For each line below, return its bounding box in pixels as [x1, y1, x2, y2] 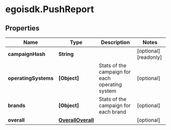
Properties [5, 24, 40, 32]
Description [101, 39, 130, 46]
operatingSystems [8, 75, 54, 82]
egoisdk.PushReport [5, 4, 94, 15]
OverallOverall [58, 117, 94, 123]
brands [8, 102, 25, 109]
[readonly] [136, 54, 162, 60]
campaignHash [8, 51, 46, 57]
